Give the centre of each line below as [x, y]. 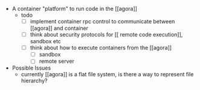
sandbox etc [46, 41]
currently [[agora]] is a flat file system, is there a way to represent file [107, 74]
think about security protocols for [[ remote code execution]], [106, 35]
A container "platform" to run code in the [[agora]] [75, 9]
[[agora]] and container [59, 28]
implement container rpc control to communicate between [102, 21]
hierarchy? [34, 81]
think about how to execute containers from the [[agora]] [101, 48]
